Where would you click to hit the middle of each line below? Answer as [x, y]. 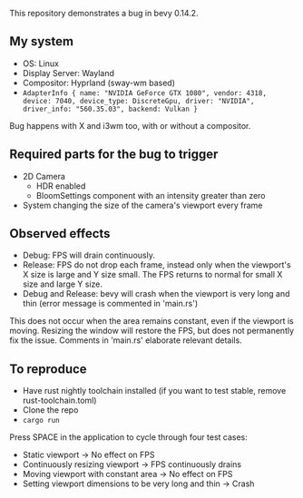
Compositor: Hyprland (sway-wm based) [98, 83]
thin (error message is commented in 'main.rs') [110, 304]
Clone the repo [50, 410]
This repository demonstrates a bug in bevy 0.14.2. [104, 13]
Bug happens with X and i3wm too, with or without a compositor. [130, 125]
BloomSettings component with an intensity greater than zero [151, 195]
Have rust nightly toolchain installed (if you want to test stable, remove [154, 391]
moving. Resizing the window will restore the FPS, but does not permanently [152, 331]
